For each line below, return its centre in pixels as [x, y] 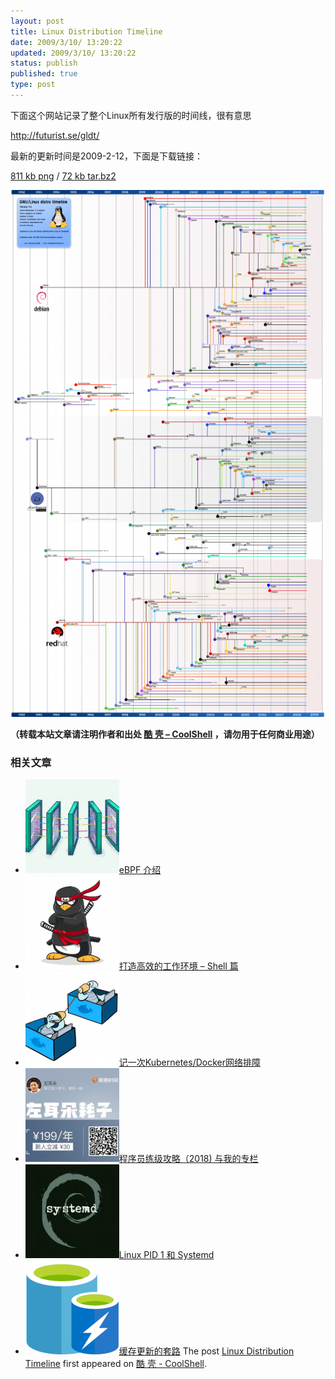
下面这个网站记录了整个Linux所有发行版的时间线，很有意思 [131, 115]
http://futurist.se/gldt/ [55, 135]
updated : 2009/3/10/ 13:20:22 [73, 53]
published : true [44, 74]
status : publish [44, 63]
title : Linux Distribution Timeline [86, 31]
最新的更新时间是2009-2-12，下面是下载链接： [107, 156]
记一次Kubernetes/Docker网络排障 [190, 1062]
